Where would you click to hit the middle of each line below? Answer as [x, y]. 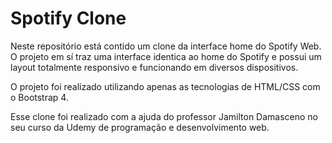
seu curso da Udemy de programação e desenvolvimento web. [140, 127]
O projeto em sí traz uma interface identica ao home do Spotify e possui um [166, 56]
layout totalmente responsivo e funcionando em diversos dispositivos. [154, 67]
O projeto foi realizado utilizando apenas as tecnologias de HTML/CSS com [165, 86]
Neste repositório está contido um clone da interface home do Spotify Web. [166, 46]
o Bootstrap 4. [39, 97]
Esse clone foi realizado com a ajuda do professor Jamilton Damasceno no [164, 116]
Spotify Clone [68, 18]
